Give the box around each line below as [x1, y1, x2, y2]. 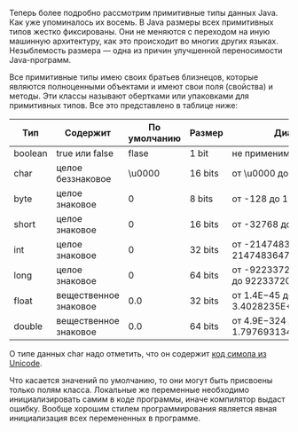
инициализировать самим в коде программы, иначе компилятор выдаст [9, 394, 286, 405]
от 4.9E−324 [231, 315, 286, 326]
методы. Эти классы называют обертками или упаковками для [9, 90, 250, 101]
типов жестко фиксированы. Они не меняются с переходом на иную [9, 27, 271, 36]
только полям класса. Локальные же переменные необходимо [9, 385, 250, 395]
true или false [56, 147, 114, 159]
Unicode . [9, 358, 43, 368]
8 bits [189, 192, 214, 205]
